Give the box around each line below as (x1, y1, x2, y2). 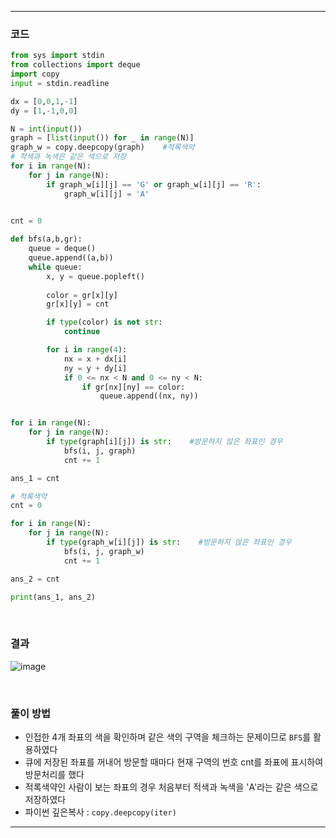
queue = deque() (28, 244, 97, 254)
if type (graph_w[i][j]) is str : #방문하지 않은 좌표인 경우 (46, 537, 292, 548)
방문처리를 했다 (24, 769, 85, 781)
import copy (10, 69, 60, 80)
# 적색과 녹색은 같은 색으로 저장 (10, 152, 127, 162)
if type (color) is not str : (46, 317, 163, 328)
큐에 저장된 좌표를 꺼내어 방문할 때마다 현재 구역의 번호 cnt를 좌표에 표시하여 (24, 756, 324, 768)
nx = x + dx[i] (63, 354, 128, 364)
